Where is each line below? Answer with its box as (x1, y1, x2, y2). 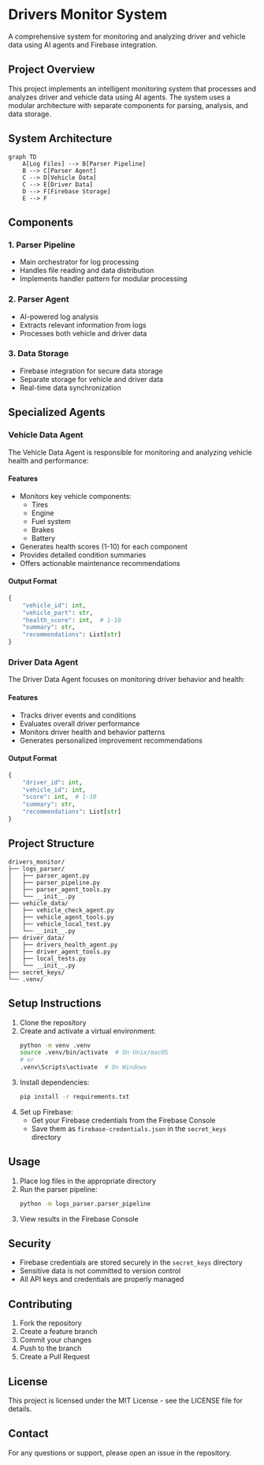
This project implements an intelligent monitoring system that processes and (8, 84, 256, 93)
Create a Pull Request (19, 1352, 91, 1362)
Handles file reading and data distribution (19, 266, 154, 275)
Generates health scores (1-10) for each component (19, 541, 188, 551)
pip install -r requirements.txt (19, 1093, 130, 1101)
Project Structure (8, 837, 95, 850)
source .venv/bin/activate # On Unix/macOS (19, 1048, 169, 1057)
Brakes (31, 525, 54, 534)
